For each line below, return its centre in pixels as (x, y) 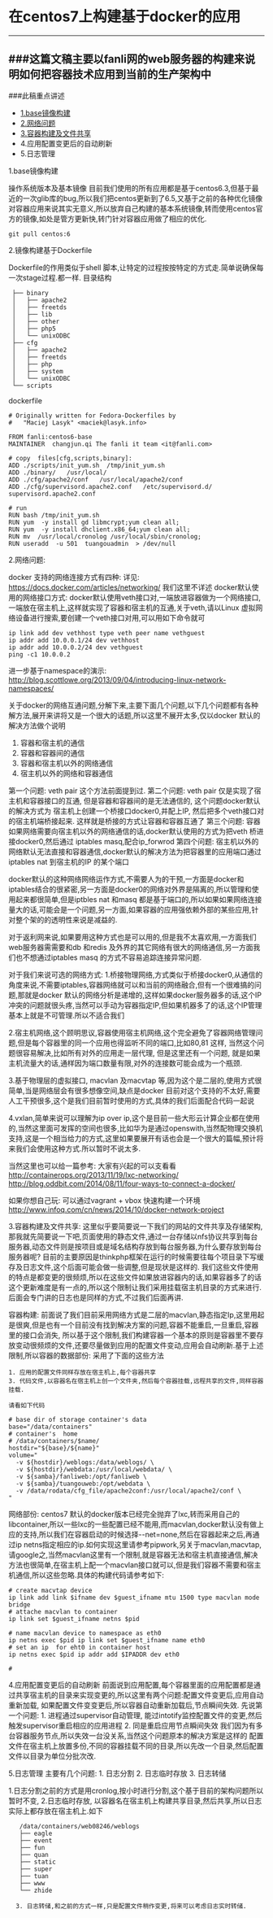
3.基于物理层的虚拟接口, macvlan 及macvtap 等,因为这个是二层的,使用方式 (132, 1080)
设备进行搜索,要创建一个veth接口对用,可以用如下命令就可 (110, 617)
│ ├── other (36, 321)
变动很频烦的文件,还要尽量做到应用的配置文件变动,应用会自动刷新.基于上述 (139, 1345)
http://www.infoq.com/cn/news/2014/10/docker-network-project (117, 1210)
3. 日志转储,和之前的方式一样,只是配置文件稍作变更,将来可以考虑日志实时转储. (131, 1906)
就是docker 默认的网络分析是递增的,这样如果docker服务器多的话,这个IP (143, 995)
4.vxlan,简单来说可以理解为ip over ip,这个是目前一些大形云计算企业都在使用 (134, 1118)
